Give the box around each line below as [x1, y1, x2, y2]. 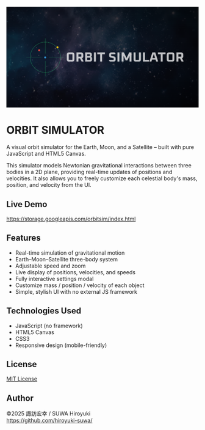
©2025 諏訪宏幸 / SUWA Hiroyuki [6, 410, 91, 417]
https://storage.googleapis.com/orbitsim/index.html [6, 215, 136, 223]
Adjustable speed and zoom [15, 262, 86, 269]
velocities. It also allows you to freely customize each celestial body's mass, [6, 175, 198, 182]
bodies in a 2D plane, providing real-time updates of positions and [6, 169, 173, 176]
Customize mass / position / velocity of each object [15, 282, 145, 289]
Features [6, 233, 41, 243]
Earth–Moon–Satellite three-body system [15, 255, 118, 263]
